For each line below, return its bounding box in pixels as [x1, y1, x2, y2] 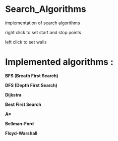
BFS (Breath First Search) [5, 73, 59, 79]
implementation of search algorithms [5, 20, 80, 26]
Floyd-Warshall [5, 130, 38, 136]
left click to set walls [5, 39, 47, 45]
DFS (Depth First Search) [5, 82, 58, 88]
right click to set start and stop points [5, 29, 82, 35]
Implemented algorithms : [5, 56, 114, 68]
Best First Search [5, 101, 41, 107]
